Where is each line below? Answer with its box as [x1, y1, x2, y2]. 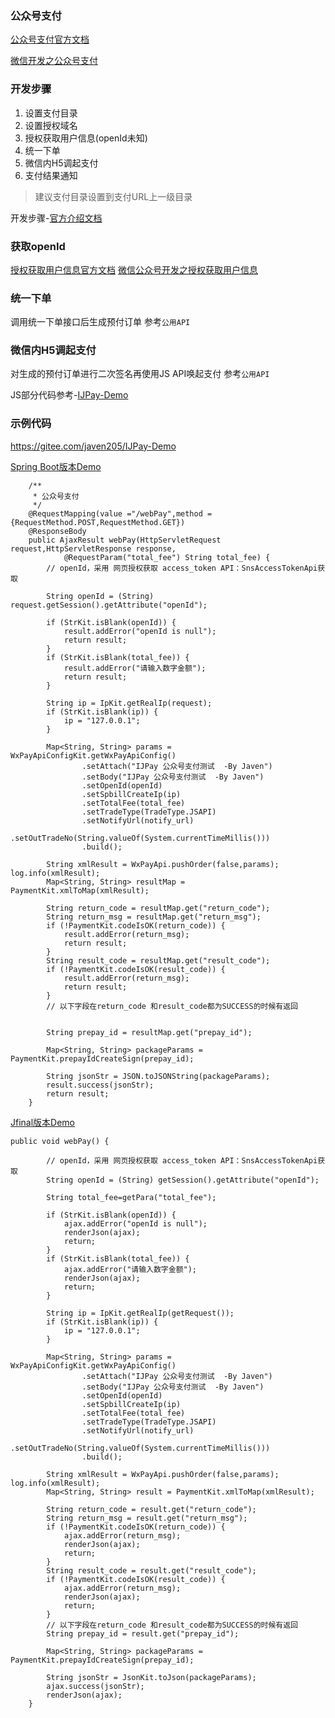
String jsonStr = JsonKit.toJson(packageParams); [46, 1672, 257, 1682]
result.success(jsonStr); [46, 1080, 155, 1090]
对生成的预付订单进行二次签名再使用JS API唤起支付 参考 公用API [10, 368, 270, 380]
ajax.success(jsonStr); [46, 1681, 145, 1691]
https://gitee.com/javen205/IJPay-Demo [10, 440, 177, 452]
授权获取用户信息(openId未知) [24, 132, 148, 144]
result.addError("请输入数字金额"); [63, 663, 207, 673]
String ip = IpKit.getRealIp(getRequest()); [46, 1308, 235, 1318]
